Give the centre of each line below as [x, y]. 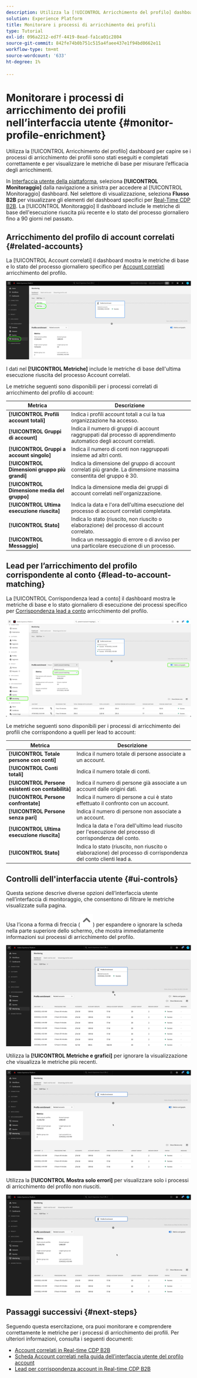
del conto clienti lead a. [104, 859]
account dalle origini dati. [107, 789]
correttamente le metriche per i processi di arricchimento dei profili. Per [93, 1332]
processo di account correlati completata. [121, 511]
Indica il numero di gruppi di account [115, 428]
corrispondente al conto [51, 575]
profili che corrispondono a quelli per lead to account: [71, 732]
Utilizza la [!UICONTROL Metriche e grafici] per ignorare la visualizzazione [97, 1056]
